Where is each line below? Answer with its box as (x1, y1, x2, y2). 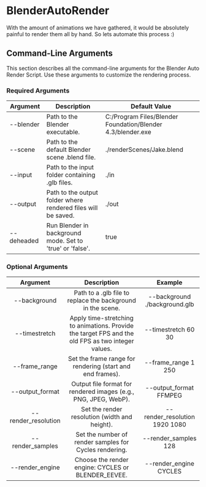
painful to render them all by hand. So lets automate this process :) (6, 30, 175, 37)
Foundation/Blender (105, 120, 162, 129)
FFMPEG (156, 391, 183, 400)
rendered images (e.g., (69, 387, 135, 396)
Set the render (80, 405, 123, 413)
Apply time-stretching (69, 314, 134, 322)
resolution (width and (71, 413, 133, 421)
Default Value (131, 102, 172, 111)
